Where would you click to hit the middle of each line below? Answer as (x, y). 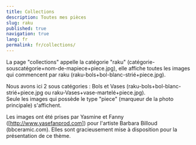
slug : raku (20, 23)
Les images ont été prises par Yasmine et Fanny (65, 116)
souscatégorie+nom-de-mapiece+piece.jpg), (62, 68)
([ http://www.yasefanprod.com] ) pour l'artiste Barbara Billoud (82, 123)
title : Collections (30, 12)
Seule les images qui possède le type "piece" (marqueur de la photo (90, 98)
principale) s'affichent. (34, 105)
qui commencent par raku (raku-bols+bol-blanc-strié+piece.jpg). (86, 75)
